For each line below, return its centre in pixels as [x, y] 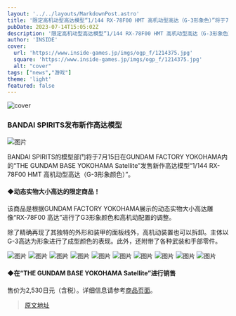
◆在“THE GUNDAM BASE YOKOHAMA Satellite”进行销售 [92, 273]
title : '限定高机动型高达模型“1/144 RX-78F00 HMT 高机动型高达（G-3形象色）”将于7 [118, 20]
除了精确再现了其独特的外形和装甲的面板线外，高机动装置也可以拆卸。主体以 [118, 232]
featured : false [31, 86]
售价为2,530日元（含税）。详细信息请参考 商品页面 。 [82, 290]
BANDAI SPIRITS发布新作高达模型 [65, 125]
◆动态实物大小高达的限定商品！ [54, 192]
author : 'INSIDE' [33, 40]
